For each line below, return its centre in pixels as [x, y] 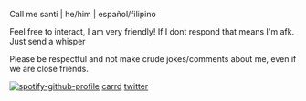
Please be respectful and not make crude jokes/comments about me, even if [153, 59]
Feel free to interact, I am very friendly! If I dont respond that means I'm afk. [152, 31]
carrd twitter [125, 86]
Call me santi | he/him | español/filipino [83, 14]
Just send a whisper [47, 41]
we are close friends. [49, 69]
